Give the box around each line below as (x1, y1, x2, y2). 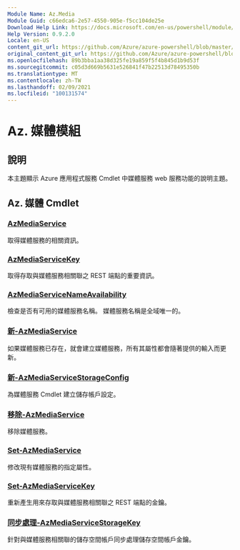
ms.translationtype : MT (7, 70, 79, 77)
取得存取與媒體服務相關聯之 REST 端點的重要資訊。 (7, 271, 159, 280)
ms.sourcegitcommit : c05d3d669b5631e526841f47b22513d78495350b (7, 64, 200, 71)
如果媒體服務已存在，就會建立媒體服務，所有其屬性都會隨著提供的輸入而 (7, 344, 220, 352)
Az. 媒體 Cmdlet (7, 197, 79, 209)
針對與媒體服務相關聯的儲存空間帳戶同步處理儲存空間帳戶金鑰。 (7, 535, 195, 544)
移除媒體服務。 (7, 427, 51, 436)
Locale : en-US (7, 37, 50, 44)
